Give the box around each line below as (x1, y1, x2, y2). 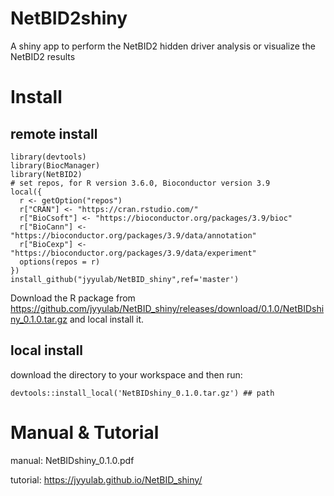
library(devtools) (10, 152, 87, 162)
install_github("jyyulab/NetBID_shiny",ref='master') (10, 274, 240, 284)
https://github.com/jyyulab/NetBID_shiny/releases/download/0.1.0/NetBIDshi (10, 302, 325, 314)
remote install (10, 125, 98, 142)
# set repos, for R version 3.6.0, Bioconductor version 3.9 (10, 178, 271, 188)
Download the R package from (10, 292, 136, 304)
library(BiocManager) (10, 160, 101, 171)
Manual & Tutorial (10, 421, 160, 444)
